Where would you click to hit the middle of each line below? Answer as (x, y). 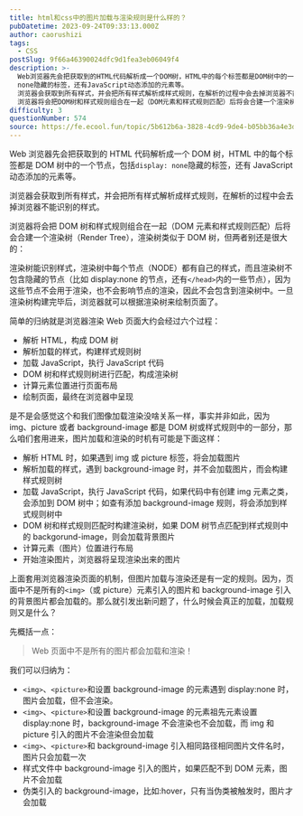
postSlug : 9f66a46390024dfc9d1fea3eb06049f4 (94, 60)
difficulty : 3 (36, 110)
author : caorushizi (46, 34)
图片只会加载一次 (54, 757)
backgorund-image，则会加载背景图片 (104, 537)
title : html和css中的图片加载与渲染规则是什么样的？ (98, 18)
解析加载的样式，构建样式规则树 (82, 352)
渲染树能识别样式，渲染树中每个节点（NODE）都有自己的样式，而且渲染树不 (151, 268)
